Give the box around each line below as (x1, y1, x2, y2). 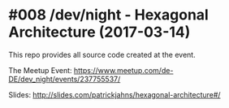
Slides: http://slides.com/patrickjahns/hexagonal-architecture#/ (8, 89, 221, 99)
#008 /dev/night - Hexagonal (8, 6, 209, 24)
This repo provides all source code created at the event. (8, 50, 197, 59)
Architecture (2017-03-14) (8, 23, 191, 41)
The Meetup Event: (8, 65, 72, 75)
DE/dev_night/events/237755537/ (8, 74, 121, 84)
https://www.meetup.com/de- (73, 65, 174, 75)
